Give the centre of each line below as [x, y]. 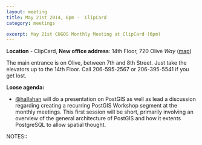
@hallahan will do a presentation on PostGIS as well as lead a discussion [106, 99]
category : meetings [31, 23]
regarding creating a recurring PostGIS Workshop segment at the [96, 106]
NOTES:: [17, 137]
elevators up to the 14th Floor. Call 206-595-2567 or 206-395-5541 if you [98, 69]
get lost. [17, 76]
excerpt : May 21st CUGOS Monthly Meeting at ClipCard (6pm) [84, 34]
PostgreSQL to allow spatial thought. [60, 125]
